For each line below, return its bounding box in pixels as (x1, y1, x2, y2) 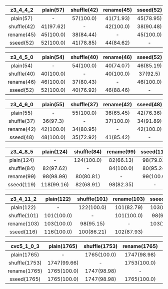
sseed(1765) (9, 275, 41, 282)
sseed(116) (9, 228, 37, 235)
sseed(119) (7, 181, 36, 188)
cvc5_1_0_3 (10, 243, 40, 249)
